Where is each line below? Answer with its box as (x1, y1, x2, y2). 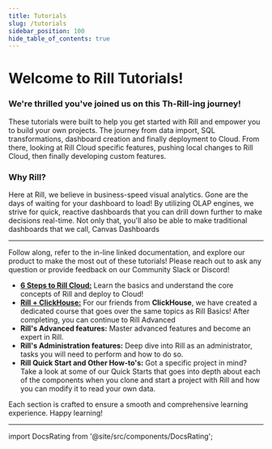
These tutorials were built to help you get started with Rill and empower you (8, 117, 261, 126)
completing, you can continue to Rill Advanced (19, 315, 176, 325)
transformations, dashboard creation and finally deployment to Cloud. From (8, 134, 260, 143)
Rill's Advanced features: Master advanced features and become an (19, 323, 251, 333)
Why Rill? (8, 171, 46, 182)
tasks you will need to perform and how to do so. (19, 349, 184, 359)
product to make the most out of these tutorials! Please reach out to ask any (8, 256, 261, 266)
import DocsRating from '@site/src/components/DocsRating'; (8, 431, 213, 442)
